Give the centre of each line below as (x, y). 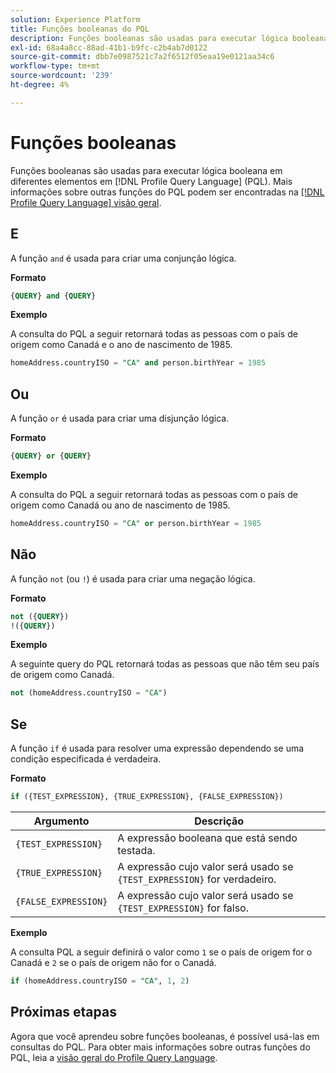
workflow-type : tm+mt (55, 66)
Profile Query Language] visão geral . (86, 202)
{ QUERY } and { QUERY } (53, 296)
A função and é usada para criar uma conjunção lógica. (123, 258)
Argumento (61, 821)
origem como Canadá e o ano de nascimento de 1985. (121, 345)
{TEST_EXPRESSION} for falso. (183, 908)
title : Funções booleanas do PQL (80, 29)
